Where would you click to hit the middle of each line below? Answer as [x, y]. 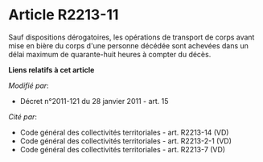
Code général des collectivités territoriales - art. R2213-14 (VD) [124, 132]
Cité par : [23, 116]
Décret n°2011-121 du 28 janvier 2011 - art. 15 [94, 101]
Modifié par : [29, 85]
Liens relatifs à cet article [51, 69]
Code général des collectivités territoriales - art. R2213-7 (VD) [123, 149]
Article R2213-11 [64, 15]
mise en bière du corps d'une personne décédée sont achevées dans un [129, 45]
